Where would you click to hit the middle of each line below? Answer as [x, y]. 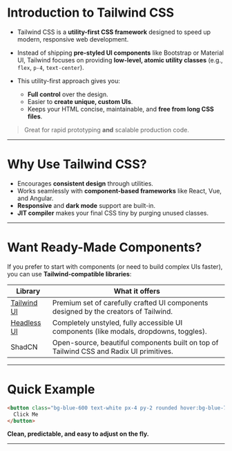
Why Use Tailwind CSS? [77, 165]
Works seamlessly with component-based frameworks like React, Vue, [119, 191]
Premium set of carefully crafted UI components [130, 303]
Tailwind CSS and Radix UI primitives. [113, 351]
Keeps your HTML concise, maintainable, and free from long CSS [120, 109]
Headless [26, 322]
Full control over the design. [68, 94]
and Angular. [35, 198]
